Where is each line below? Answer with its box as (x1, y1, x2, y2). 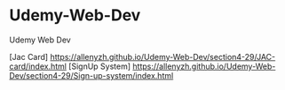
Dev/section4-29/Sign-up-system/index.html (9, 70, 174, 80)
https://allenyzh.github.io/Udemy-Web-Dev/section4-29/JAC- (50, 51, 276, 62)
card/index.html (9, 61, 67, 71)
